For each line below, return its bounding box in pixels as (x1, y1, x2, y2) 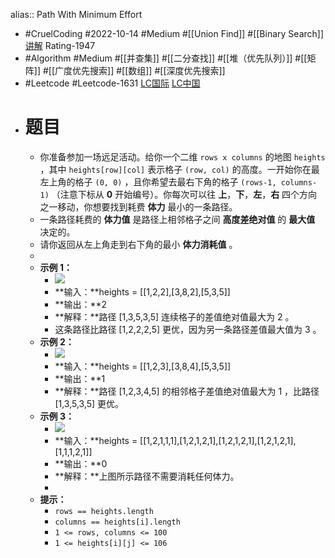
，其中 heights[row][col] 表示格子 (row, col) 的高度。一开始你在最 (39, 163, 320, 175)
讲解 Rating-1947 (24, 40, 96, 51)
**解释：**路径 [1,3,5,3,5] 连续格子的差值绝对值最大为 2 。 (54, 310, 295, 323)
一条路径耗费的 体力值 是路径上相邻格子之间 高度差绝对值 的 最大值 (39, 213, 316, 225)
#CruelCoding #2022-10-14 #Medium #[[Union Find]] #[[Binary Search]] (24, 28, 325, 39)
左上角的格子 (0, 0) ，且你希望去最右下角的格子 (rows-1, (39, 175, 277, 188)
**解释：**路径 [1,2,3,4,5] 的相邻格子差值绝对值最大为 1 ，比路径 (54, 385, 320, 397)
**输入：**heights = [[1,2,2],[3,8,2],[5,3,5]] (54, 285, 231, 298)
